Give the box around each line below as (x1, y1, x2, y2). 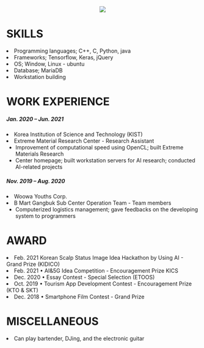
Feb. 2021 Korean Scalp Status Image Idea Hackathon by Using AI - (14, 254, 184, 261)
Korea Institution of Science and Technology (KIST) (14, 130, 143, 138)
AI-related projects (15, 164, 63, 171)
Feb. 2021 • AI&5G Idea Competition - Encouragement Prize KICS (14, 267, 179, 274)
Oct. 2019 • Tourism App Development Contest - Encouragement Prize (14, 280, 192, 287)
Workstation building (14, 73, 66, 80)
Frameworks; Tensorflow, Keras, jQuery (14, 53, 114, 61)
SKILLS (6, 27, 44, 41)
